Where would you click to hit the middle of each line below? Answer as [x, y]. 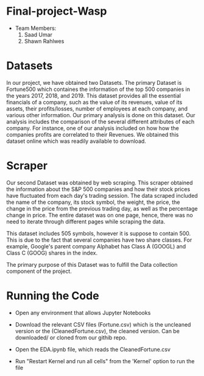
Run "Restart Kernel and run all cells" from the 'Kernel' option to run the [105, 361]
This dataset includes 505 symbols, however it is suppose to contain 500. [99, 233]
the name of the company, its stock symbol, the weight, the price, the [93, 202]
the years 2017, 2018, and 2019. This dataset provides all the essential [94, 95]
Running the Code [53, 296]
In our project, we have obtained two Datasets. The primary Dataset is [94, 82]
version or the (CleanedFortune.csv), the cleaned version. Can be [97, 331]
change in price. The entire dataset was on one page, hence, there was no [100, 215]
